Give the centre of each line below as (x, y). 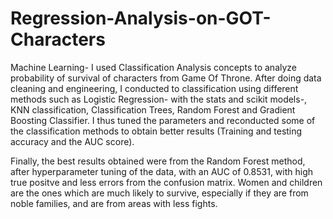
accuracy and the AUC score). (72, 141)
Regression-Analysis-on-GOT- (141, 18)
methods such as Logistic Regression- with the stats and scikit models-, (159, 99)
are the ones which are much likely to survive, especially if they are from (159, 193)
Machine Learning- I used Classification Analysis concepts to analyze (154, 67)
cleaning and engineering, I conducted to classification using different (154, 88)
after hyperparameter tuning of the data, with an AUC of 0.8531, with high (162, 171)
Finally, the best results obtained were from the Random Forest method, (158, 161)
